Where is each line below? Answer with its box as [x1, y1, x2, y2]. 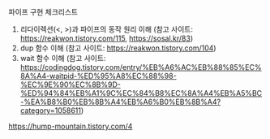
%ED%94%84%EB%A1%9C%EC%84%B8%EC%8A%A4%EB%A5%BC [19, 89, 263, 98]
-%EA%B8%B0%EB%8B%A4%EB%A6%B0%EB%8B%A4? [19, 97, 221, 106]
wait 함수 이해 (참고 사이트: [19, 54, 106, 63]
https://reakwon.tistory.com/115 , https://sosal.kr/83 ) [19, 33, 194, 43]
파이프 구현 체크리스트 [8, 7, 79, 16]
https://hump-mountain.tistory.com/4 [8, 121, 133, 131]
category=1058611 [19, 106, 82, 115]
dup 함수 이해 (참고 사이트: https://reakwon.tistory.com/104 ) [19, 43, 216, 53]
